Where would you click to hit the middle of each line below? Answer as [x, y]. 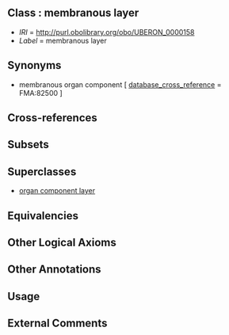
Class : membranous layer [73, 13]
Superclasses [42, 171]
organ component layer [57, 191]
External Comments [57, 324]
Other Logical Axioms [62, 242]
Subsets [28, 145]
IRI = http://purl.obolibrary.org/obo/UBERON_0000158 [107, 32]
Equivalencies [43, 216]
